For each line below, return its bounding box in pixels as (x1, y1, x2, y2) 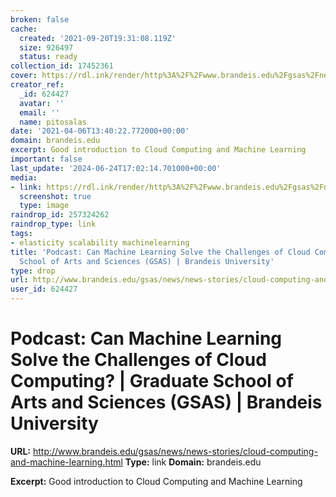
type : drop (10, 266, 56, 276)
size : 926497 (19, 42, 74, 53)
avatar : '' (19, 98, 65, 108)
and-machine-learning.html (10, 456, 123, 468)
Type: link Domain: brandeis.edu (124, 456, 262, 468)
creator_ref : (10, 80, 65, 90)
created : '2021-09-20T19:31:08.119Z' (19, 33, 177, 43)
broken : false (10, 14, 70, 25)
